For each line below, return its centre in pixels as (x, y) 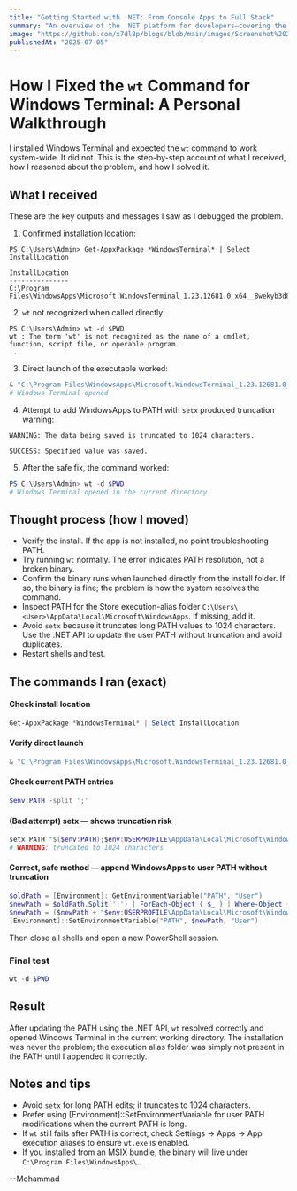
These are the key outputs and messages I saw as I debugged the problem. (146, 216)
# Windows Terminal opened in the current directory (108, 492)
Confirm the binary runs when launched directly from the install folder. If (153, 579)
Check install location (50, 704)
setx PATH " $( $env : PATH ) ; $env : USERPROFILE (88, 840)
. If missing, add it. (222, 616)
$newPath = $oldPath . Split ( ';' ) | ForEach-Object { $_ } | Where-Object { (150, 904)
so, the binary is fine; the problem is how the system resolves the (141, 588)
